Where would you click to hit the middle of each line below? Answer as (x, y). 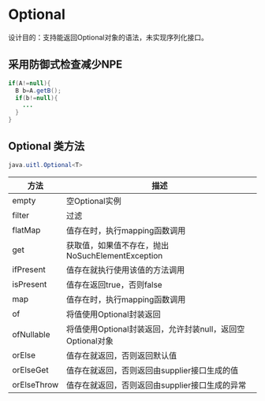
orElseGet (30, 369)
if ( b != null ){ (37, 98)
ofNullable (31, 334)
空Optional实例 (93, 201)
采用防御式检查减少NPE (65, 65)
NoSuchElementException (114, 255)
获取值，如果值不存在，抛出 (118, 245)
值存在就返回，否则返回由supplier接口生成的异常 (156, 385)
